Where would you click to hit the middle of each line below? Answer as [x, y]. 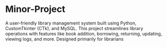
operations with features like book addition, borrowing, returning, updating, [84, 33]
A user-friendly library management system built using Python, [71, 23]
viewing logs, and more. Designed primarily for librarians [64, 39]
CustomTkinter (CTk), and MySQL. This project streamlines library [74, 28]
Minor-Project [35, 9]
